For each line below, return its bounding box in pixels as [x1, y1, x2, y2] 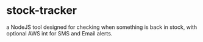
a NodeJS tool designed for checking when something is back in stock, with [6, 23, 198, 31]
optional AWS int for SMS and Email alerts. [6, 29, 113, 37]
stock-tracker [6, 4, 77, 17]
